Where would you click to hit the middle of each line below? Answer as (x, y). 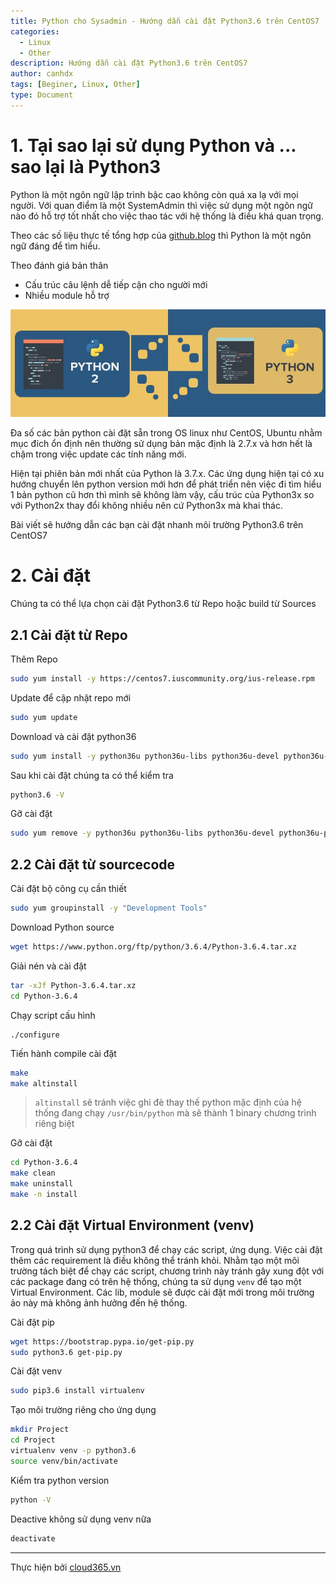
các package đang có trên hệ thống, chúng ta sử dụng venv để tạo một (156, 1281)
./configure (35, 1035)
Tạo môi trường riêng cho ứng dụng (83, 1410)
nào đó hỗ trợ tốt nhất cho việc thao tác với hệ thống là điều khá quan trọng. (167, 216)
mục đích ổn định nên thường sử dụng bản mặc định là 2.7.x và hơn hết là (161, 444)
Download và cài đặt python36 (73, 736)
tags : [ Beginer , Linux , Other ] (75, 85)
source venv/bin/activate (64, 1461)
